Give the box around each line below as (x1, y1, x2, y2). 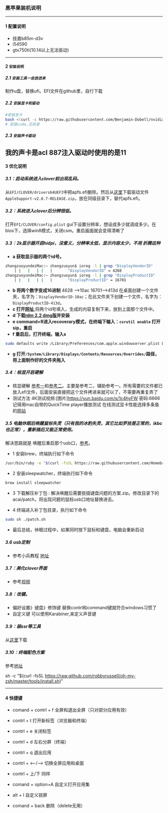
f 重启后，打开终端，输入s (12, 331, 66, 337)
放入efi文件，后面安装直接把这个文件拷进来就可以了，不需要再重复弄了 (12, 389, 158, 395)
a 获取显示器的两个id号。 (12, 254, 64, 260)
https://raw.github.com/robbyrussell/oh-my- (44, 672, 136, 679)
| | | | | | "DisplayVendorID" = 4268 (14, 268, 122, 273)
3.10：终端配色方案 (5, 649, 45, 655)
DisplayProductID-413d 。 (12, 299, 64, 306)
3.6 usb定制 (5, 539, 30, 545)
